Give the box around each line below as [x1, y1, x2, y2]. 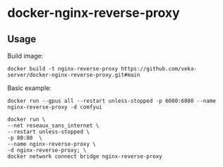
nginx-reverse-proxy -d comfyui [7, 104, 102, 111]
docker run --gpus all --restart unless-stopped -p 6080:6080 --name [7, 97, 217, 104]
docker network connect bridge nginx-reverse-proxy [7, 153, 162, 160]
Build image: [7, 51, 44, 60]
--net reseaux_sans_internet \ [7, 122, 100, 129]
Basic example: [7, 84, 52, 92]
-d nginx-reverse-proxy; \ [7, 147, 87, 154]
